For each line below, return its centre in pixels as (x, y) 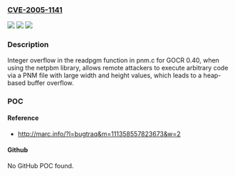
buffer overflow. (51, 82)
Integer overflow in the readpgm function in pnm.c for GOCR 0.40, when (113, 60)
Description (28, 45)
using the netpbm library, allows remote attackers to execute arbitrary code (118, 67)
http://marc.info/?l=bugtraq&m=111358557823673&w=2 (99, 133)
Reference (23, 118)
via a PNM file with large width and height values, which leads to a (105, 75)
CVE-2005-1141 (35, 10)
